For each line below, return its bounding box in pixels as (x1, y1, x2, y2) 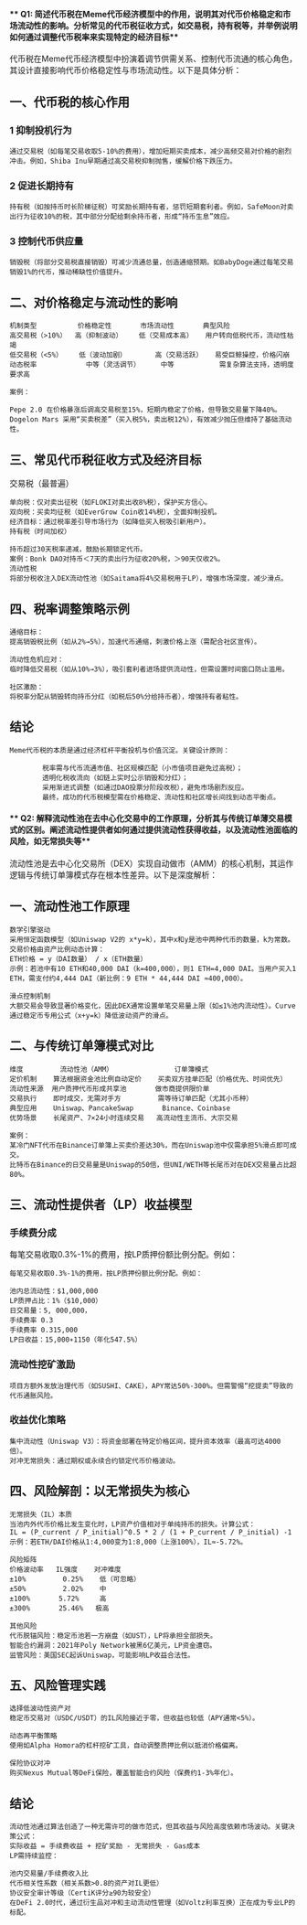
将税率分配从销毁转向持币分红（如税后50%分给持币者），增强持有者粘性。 (9, 691, 243, 701)
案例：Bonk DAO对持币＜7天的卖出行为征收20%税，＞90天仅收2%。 (9, 554, 226, 564)
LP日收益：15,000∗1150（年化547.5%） (9, 1335, 143, 1344)
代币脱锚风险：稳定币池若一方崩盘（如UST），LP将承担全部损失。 (9, 1631, 217, 1641)
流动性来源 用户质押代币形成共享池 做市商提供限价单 (9, 1084, 210, 1093)
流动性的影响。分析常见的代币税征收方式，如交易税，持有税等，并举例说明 (16, 19, 298, 31)
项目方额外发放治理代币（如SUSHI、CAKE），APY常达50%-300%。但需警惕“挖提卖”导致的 (9, 1381, 294, 1390)
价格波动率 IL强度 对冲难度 (9, 1565, 122, 1574)
